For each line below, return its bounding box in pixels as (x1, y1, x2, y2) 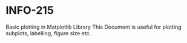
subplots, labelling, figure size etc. (5, 29, 91, 36)
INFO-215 (5, 4, 54, 17)
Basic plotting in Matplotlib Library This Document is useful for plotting (5, 23, 182, 30)
